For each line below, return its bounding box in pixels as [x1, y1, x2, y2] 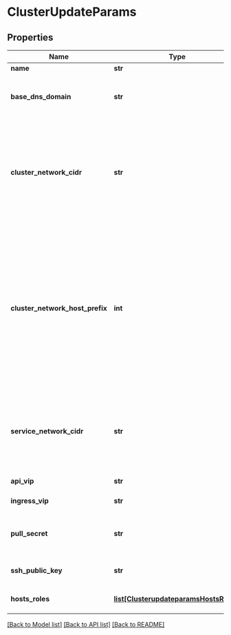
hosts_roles [10, 594, 50, 603]
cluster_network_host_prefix [10, 303, 108, 313]
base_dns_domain [10, 92, 71, 101]
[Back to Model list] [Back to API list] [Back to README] [7, 621, 165, 628]
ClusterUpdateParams [7, 4, 137, 20]
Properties [7, 32, 54, 43]
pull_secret [10, 529, 48, 538]
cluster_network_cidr [10, 168, 82, 177]
